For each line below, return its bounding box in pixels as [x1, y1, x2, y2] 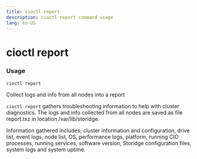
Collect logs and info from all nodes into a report [6, 91, 125, 98]
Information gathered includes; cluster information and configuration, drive [6, 127, 190, 134]
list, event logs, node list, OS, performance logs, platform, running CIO [6, 133, 179, 140]
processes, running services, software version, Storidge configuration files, [6, 139, 192, 146]
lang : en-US [6, 20, 36, 26]
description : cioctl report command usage [6, 14, 113, 20]
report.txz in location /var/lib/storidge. [6, 115, 100, 123]
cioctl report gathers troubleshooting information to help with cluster [6, 102, 180, 109]
